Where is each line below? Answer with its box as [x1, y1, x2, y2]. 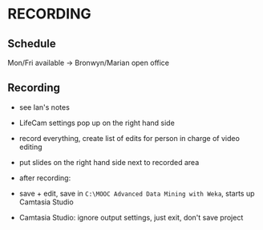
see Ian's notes [18, 102, 70, 112]
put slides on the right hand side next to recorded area [18, 157, 200, 167]
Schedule [7, 37, 57, 50]
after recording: [18, 173, 71, 183]
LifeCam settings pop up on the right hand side [18, 118, 176, 127]
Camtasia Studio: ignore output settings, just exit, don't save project [18, 212, 244, 222]
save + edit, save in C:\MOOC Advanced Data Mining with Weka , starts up [18, 188, 255, 198]
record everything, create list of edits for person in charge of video [18, 133, 240, 143]
